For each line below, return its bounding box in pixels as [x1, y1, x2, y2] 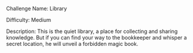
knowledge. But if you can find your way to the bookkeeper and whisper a [6, 34, 187, 41]
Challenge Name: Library [6, 5, 67, 12]
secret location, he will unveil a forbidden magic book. [6, 41, 138, 47]
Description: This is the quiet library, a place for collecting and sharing [6, 28, 178, 35]
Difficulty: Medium [6, 16, 52, 23]
